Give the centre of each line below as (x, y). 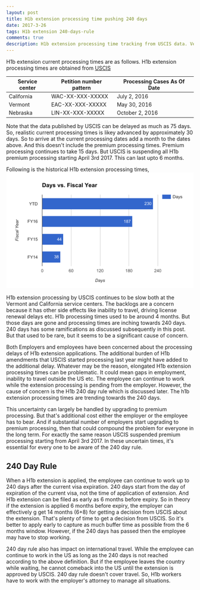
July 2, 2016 (133, 96)
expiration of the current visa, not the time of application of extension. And (98, 493)
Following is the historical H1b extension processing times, (78, 169)
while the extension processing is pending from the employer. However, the (99, 385)
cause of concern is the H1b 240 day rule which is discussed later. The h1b (98, 392)
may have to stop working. (39, 538)
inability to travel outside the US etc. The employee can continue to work (95, 379)
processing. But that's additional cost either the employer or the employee (97, 416)
